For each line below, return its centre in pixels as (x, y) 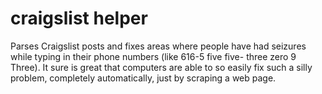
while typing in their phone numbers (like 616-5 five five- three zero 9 (153, 56)
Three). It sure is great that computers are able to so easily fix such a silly (161, 67)
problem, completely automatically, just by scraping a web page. (143, 78)
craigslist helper (79, 18)
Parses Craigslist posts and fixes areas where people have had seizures (158, 46)
